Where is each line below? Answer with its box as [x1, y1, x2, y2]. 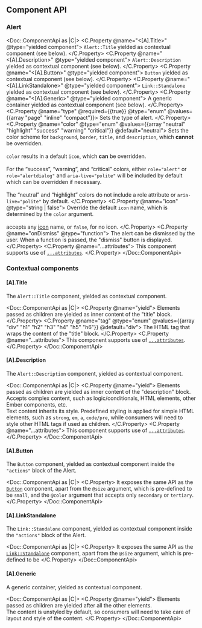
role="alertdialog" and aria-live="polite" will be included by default [6, 172, 183, 179]
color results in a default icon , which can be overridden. [6, 152, 147, 160]
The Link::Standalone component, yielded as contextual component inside [6, 525, 192, 532]
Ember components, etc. [6, 401, 68, 408]
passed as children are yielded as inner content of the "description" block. [6, 388, 191, 396]
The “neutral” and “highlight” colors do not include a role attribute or [6, 191, 176, 198]
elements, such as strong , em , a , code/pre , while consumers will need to [6, 414, 183, 421]
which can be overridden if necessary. [6, 178, 102, 185]
